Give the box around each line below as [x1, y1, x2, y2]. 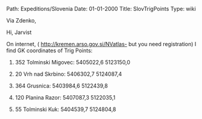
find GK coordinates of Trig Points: [6, 47, 93, 54]
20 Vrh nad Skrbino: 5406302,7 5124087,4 [15, 70, 123, 78]
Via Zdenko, [6, 17, 36, 24]
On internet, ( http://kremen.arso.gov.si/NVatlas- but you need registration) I [6, 41, 197, 47]
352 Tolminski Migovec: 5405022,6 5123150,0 [15, 59, 130, 66]
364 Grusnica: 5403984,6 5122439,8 [15, 82, 108, 89]
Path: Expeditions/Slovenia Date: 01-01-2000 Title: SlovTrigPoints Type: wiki [6, 5, 196, 12]
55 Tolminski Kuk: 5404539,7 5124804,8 [15, 106, 116, 113]
